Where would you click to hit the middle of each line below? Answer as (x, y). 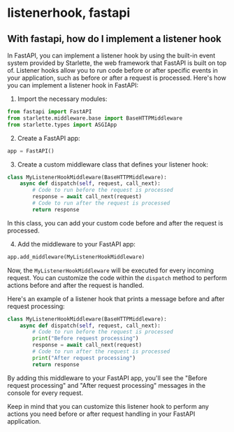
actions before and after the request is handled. (76, 285)
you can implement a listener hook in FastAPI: (73, 85)
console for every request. (45, 393)
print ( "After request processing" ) (84, 358)
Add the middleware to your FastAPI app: (76, 244)
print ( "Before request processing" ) (86, 339)
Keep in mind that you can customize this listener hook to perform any (108, 406)
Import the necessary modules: (62, 99)
